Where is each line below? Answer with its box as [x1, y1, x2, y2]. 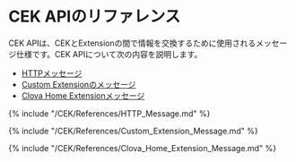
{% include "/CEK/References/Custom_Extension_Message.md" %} [8, 125, 258, 136]
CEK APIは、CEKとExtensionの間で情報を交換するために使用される [8, 38, 257, 48]
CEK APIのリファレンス [8, 6, 181, 27]
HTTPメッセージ [21, 67, 83, 79]
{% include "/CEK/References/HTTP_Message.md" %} [8, 107, 211, 119]
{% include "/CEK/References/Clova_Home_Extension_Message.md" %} [8, 142, 277, 153]
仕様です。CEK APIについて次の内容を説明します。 [15, 48, 203, 59]
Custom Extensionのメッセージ [21, 79, 136, 90]
